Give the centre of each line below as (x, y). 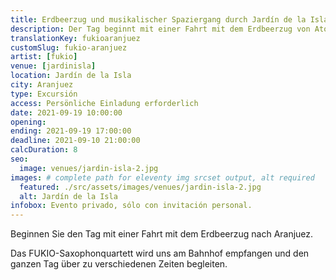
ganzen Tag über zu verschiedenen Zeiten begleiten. (119, 264)
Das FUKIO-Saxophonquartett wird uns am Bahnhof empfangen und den (160, 253)
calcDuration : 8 (44, 150)
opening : (28, 122)
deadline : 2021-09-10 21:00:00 (75, 141)
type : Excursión (44, 94)
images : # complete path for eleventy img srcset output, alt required (162, 177)
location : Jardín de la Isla (71, 76)
